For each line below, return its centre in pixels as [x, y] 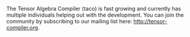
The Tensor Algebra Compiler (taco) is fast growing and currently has [94, 9]
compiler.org [22, 27]
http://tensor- [150, 21]
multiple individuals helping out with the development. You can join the [95, 15]
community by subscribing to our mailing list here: [69, 21]
